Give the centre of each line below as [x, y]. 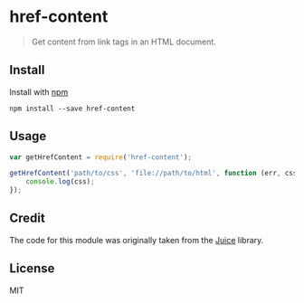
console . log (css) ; [60, 182]
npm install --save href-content [72, 109]
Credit [27, 218]
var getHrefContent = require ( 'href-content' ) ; [101, 157]
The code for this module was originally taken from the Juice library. [137, 240]
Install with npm [39, 91]
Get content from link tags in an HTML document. [124, 42]
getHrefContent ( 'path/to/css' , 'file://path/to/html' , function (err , [145, 174]
